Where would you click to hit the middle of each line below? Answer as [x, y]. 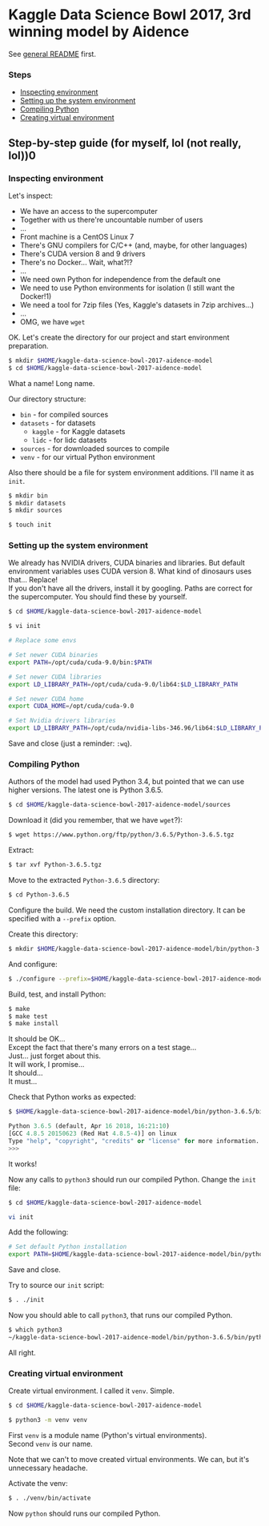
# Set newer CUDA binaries [53, 655]
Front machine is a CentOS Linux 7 [77, 236]
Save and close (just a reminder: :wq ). [70, 743]
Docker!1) [36, 296]
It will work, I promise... [46, 1065]
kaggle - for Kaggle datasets [78, 431]
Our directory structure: [47, 399]
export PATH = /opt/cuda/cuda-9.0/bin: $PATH [80, 662]
